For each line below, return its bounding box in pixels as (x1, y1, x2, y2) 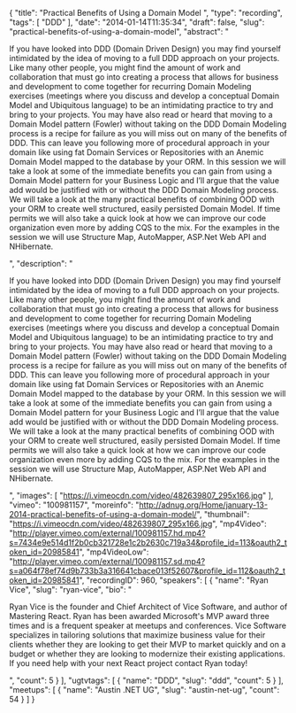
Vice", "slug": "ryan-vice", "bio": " (9, 585, 133, 594)
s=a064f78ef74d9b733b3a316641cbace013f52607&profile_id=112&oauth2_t (9, 566, 285, 576)
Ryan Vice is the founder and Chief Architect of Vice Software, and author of (9, 601, 288, 612)
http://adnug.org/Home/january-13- (139, 500, 268, 510)
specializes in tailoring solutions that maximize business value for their (9, 630, 266, 640)
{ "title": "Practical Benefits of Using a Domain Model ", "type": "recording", (9, 8, 283, 18)
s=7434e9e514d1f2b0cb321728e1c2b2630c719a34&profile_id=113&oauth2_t (9, 538, 287, 547)
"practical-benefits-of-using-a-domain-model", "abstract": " (9, 27, 230, 36)
